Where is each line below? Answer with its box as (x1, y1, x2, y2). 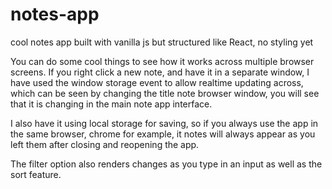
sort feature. (10, 168, 62, 180)
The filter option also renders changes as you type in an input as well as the (10, 158, 323, 170)
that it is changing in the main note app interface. (10, 98, 213, 110)
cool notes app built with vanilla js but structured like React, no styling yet (10, 36, 314, 48)
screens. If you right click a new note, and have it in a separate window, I (10, 66, 310, 78)
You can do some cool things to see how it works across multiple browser (10, 55, 315, 67)
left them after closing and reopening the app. (10, 138, 200, 150)
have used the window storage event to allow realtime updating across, (10, 76, 304, 88)
